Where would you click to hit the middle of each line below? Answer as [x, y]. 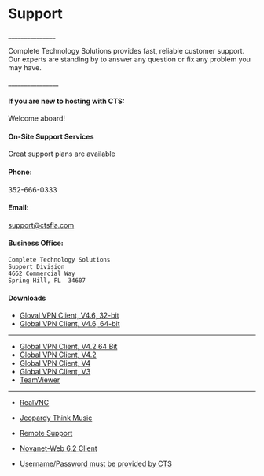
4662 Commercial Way [42, 273]
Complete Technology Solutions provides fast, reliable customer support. [126, 50]
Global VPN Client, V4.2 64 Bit [68, 347]
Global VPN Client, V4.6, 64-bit [70, 324]
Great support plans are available [62, 154]
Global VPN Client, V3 [55, 372]
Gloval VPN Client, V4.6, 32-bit [69, 315]
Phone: [20, 172]
